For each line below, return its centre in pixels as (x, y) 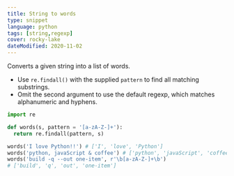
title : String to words (42, 14)
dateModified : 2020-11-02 (45, 46)
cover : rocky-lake (34, 40)
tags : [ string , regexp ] (40, 33)
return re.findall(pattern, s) (59, 133)
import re (22, 115)
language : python (32, 27)
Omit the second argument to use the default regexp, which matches (116, 94)
